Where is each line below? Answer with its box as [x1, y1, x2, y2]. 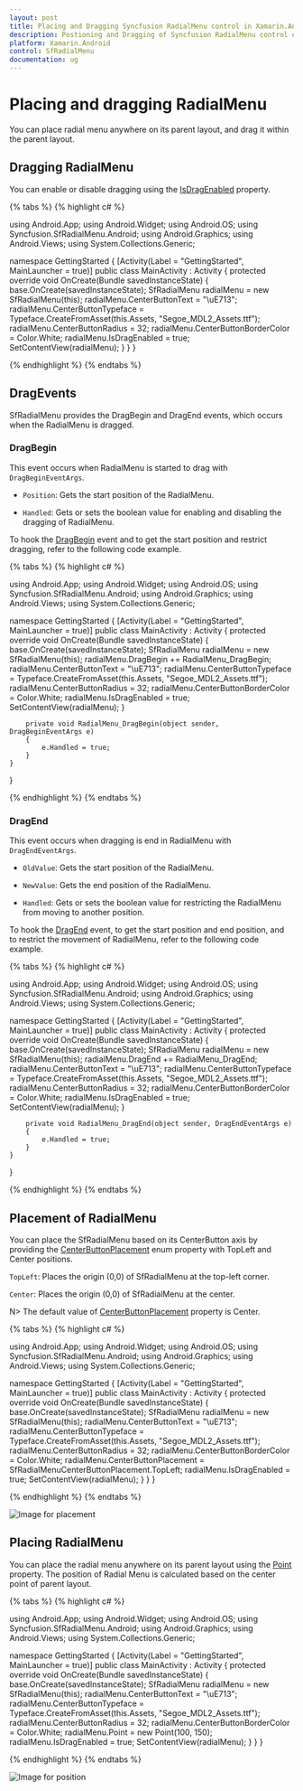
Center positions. [9, 1253, 74, 1264]
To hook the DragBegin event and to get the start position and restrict [9, 534, 268, 545]
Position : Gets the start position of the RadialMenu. [22, 489, 215, 500]
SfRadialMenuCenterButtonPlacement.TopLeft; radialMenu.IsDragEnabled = [9, 1464, 291, 1475]
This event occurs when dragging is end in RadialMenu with [9, 835, 232, 846]
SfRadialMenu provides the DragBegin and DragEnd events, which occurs [9, 409, 283, 420]
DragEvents [9, 386, 77, 401]
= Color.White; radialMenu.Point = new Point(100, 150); [9, 1727, 213, 1738]
